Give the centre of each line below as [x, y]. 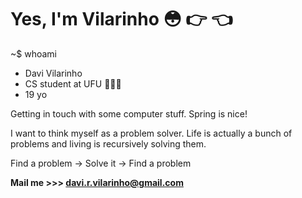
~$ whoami [33, 53]
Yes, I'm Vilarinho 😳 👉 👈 [121, 19]
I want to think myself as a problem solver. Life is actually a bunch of [151, 133]
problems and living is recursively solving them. [108, 143]
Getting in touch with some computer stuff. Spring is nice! [129, 113]
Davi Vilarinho [53, 73]
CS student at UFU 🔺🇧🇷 [73, 83]
